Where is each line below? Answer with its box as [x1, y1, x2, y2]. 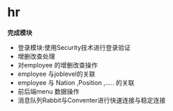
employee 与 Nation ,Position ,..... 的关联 [17, 78, 135, 86]
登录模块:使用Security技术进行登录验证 [17, 43, 131, 51]
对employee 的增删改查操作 [17, 60, 98, 69]
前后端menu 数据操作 [17, 87, 80, 96]
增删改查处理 [17, 52, 55, 60]
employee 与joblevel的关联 [17, 70, 95, 78]
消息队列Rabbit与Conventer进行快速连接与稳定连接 [17, 96, 166, 104]
